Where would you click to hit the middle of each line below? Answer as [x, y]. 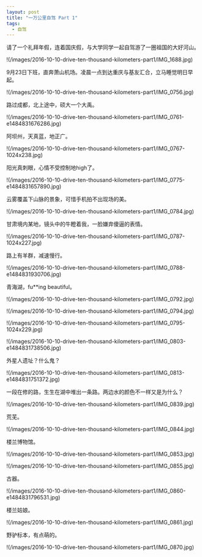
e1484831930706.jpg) [34, 274]
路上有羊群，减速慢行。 [36, 256]
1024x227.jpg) [24, 243]
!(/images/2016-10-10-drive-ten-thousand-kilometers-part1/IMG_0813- [95, 373]
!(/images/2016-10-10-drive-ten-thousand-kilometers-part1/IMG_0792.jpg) [100, 299]
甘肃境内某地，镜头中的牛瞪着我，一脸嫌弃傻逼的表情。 [76, 224]
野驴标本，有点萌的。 [33, 535]
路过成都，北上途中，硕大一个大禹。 [52, 105]
